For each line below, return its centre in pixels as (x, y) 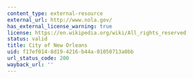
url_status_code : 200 (38, 58)
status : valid (28, 39)
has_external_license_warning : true (60, 26)
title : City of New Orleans (48, 45)
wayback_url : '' (30, 65)
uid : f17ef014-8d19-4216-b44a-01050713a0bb (71, 52)
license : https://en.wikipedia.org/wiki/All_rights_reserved (97, 33)
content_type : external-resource (55, 13)
